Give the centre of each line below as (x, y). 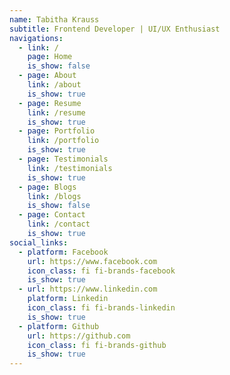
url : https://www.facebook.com (92, 261)
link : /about (54, 85)
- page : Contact (52, 215)
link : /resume (56, 112)
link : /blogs (54, 196)
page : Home (50, 57)
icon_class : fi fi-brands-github (97, 345)
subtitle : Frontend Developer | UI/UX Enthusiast (115, 29)
